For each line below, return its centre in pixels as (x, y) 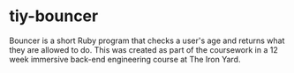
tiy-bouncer (54, 16)
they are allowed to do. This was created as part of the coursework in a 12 (143, 49)
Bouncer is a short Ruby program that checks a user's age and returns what (147, 40)
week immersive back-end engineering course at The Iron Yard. (125, 59)
